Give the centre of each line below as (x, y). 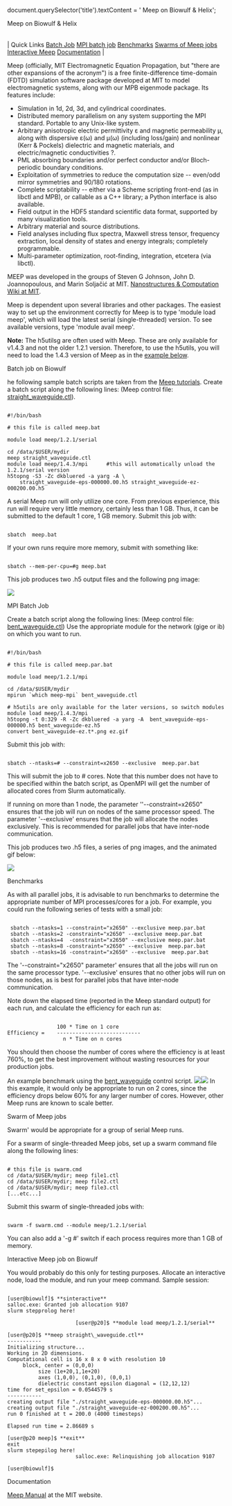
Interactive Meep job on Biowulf (53, 1259)
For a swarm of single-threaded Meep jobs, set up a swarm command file (112, 1143)
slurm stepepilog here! (42, 1451)
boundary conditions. (73, 167)
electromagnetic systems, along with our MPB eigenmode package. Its (108, 87)
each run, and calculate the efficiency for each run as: (84, 1008)
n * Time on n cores (92, 1039)
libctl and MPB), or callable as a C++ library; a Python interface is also (117, 197)
